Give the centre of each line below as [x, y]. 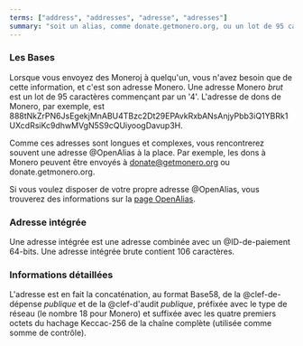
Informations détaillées [61, 275]
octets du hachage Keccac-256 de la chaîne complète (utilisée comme [141, 323]
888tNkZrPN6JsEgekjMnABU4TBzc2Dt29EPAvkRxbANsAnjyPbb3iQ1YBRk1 [149, 116]
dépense [26, 304]
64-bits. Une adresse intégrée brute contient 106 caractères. [122, 252]
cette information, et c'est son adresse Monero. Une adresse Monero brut [147, 87]
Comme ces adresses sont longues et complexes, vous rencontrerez [137, 143]
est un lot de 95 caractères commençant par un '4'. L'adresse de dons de [145, 97]
